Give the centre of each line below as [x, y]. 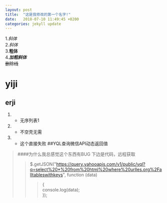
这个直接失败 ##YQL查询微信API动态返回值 [64, 143]
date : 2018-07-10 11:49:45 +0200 [42, 19]
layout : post [19, 10]
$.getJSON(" [43, 164]
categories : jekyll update [33, 24]
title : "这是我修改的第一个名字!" [38, 14]
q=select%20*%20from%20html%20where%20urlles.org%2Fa [96, 169]
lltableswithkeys [46, 175]
